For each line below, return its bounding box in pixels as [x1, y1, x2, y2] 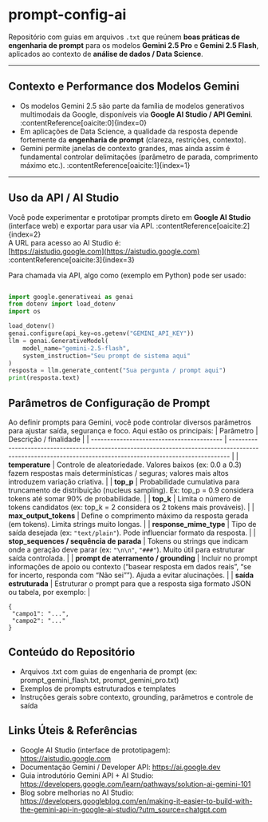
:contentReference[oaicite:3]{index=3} [8, 254, 136, 265]
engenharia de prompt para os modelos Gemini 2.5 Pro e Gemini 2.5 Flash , [8, 40, 259, 50]
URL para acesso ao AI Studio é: [14, 237, 121, 247]
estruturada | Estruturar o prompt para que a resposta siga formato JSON [8, 579, 251, 589]
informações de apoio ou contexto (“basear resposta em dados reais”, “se [8, 562, 252, 571]
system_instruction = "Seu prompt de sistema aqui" [22, 352, 191, 360]
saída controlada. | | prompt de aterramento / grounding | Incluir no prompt [8, 553, 258, 563]
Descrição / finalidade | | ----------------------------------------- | [8, 434, 227, 444]
